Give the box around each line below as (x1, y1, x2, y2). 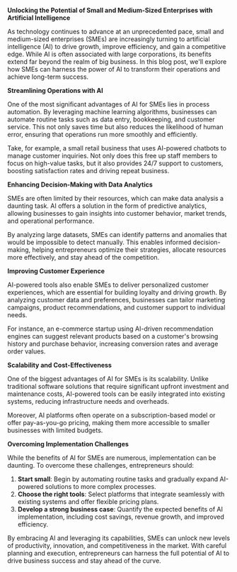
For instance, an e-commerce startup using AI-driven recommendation (7, 324, 214, 333)
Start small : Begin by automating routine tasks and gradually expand (17, 475, 219, 483)
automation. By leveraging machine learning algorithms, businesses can (7, 108, 217, 116)
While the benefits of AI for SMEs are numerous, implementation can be (7, 453, 216, 462)
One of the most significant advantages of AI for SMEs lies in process (7, 100, 210, 109)
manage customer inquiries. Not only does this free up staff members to (7, 152, 218, 160)
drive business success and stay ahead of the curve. (7, 556, 161, 565)
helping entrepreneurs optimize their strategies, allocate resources (32, 246, 226, 254)
